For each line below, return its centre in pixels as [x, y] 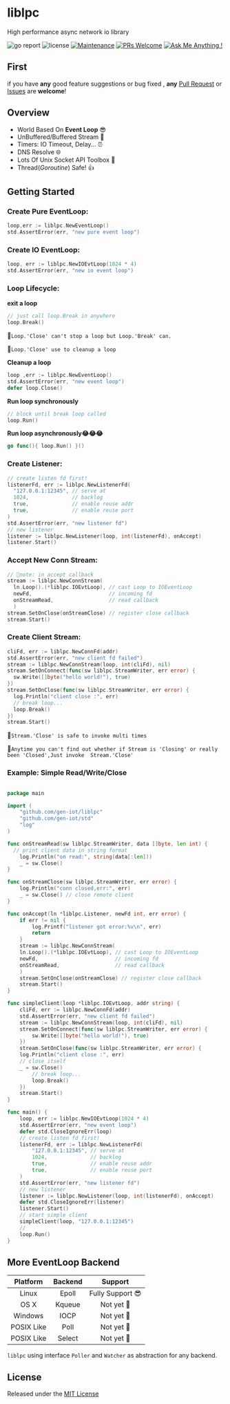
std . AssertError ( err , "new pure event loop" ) [73, 232]
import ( [20, 806]
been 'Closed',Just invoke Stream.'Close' [71, 756]
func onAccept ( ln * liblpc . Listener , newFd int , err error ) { [97, 914]
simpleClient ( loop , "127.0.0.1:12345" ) [77, 1222]
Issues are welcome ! [37, 91]
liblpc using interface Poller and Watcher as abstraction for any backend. [112, 1356]
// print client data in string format [71, 850]
